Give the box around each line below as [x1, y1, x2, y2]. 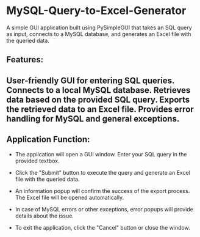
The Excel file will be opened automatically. [15, 194, 124, 201]
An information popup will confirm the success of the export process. [15, 187, 190, 194]
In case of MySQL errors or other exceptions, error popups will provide [15, 205, 194, 213]
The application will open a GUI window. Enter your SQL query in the [15, 150, 187, 158]
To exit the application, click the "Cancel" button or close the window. [15, 224, 190, 231]
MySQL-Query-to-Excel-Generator [6, 4, 187, 18]
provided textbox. [15, 157, 60, 164]
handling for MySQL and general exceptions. [6, 114, 180, 124]
